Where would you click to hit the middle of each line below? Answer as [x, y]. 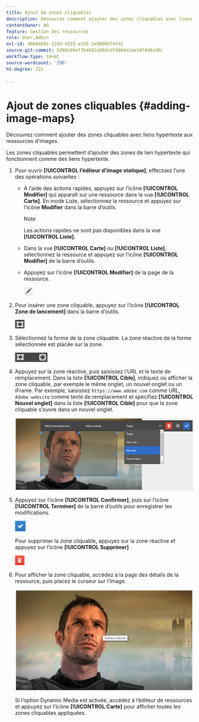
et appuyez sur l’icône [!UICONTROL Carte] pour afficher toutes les [98, 707]
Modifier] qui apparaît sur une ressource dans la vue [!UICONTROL [106, 195]
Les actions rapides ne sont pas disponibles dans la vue [92, 231]
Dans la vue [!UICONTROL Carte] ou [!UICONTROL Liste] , [95, 248]
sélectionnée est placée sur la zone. [59, 344]
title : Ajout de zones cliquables [49, 13]
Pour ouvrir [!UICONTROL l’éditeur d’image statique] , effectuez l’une [100, 170]
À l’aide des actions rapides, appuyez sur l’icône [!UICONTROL [101, 188]
